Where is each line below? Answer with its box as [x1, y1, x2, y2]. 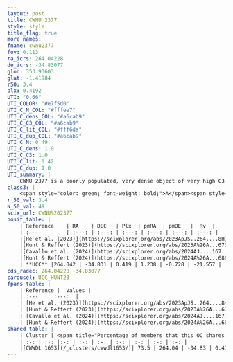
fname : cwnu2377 [7, 42, 54, 49]
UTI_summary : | [7, 171, 51, 178]
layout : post [7, 10, 45, 17]
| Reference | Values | [19, 287, 92, 294]
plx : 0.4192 [7, 87, 42, 94]
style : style [7, 23, 45, 30]
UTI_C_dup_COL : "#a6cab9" [7, 132, 82, 139]
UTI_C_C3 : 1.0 [7, 152, 49, 159]
